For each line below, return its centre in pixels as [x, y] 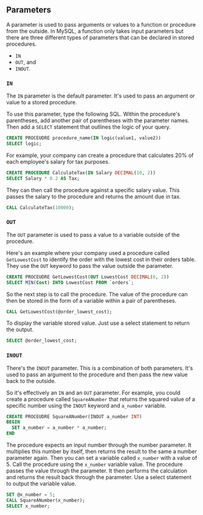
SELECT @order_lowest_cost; [42, 341]
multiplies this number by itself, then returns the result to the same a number [101, 451]
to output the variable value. [42, 483]
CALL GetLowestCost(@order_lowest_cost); [59, 311]
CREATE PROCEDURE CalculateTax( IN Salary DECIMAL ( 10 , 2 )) [81, 173]
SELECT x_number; [28, 506]
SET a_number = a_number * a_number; [59, 428]
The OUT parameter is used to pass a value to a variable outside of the [93, 234]
